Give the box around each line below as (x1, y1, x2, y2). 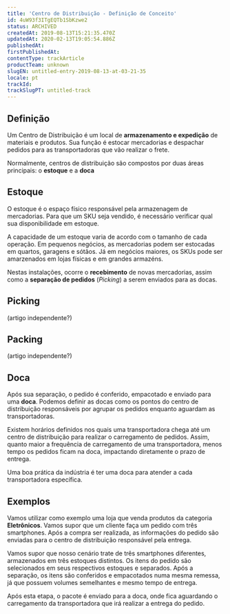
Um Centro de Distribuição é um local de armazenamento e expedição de (7, 130, 218, 139)
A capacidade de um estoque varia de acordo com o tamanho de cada (7, 232, 207, 241)
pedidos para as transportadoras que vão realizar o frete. (7, 146, 170, 154)
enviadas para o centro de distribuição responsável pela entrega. (7, 536, 192, 544)
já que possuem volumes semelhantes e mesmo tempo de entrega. (7, 579, 198, 586)
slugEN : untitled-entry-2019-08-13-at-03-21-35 (7, 68, 147, 75)
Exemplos (7, 495, 50, 507)
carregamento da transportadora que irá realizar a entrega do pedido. (7, 600, 205, 607)
